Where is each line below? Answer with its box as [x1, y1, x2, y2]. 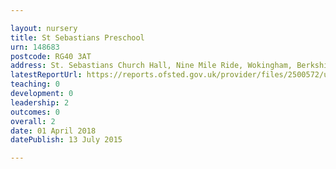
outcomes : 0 [10, 107, 60, 117]
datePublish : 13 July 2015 [10, 135, 123, 145]
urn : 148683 [10, 42, 60, 52]
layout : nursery [10, 23, 78, 33]
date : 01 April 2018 [10, 126, 97, 136]
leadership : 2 [10, 97, 70, 108]
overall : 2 [10, 116, 56, 126]
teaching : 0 [10, 79, 60, 90]
